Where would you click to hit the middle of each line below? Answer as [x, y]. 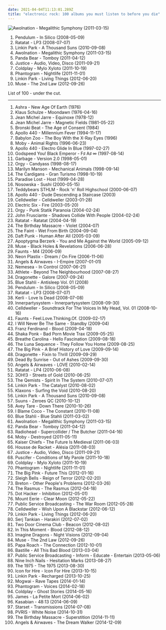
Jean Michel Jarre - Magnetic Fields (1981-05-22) [65, 122]
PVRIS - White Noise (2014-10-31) [49, 612]
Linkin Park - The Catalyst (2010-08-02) [55, 385]
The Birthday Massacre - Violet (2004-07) [57, 226]
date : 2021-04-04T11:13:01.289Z [41, 9]
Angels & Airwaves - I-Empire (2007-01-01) [58, 261]
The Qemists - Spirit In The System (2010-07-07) [64, 380]
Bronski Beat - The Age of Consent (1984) [57, 128]
